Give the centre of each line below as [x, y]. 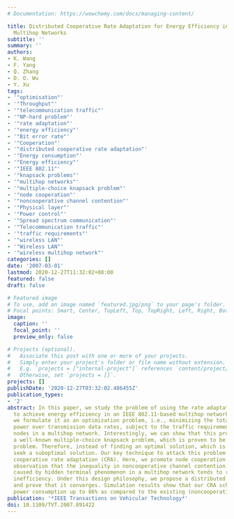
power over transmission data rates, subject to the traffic [104, 427]
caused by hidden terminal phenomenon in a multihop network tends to [118, 472]
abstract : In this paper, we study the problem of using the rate [106, 408]
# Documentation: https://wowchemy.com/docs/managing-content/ [101, 14]
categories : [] [29, 259]
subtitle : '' [26, 39]
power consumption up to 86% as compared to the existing [100, 492]
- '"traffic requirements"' [48, 233]
